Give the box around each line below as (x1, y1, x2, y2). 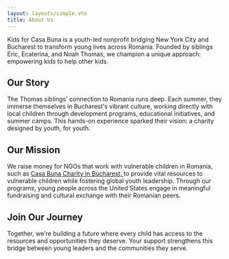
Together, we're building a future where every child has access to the (7, 229, 204, 237)
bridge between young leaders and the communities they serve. (7, 244, 189, 252)
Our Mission (7, 144, 60, 156)
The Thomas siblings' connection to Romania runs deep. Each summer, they (7, 95, 222, 103)
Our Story (7, 77, 50, 88)
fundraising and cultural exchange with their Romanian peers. (7, 191, 181, 199)
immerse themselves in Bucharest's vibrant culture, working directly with (7, 102, 213, 110)
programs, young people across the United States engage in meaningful (7, 184, 211, 193)
